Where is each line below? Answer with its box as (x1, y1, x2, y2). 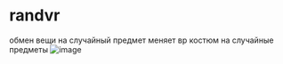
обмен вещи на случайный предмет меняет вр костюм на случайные (9, 35, 274, 45)
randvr (9, 5, 61, 26)
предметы (9, 44, 49, 54)
